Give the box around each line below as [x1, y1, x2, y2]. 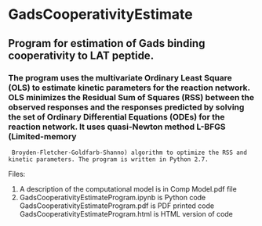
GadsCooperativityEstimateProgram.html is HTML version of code [19, 209, 234, 218]
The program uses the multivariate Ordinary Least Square [8, 72, 233, 83]
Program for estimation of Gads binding [8, 37, 206, 50]
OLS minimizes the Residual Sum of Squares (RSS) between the [8, 91, 255, 102]
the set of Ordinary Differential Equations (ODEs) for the [8, 111, 225, 122]
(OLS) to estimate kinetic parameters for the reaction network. [8, 82, 251, 93]
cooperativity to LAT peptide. [8, 48, 155, 62]
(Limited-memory [8, 131, 77, 142]
